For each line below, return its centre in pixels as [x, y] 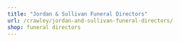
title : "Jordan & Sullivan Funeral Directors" [78, 14]
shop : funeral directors [44, 27]
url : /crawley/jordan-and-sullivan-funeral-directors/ [90, 21]
